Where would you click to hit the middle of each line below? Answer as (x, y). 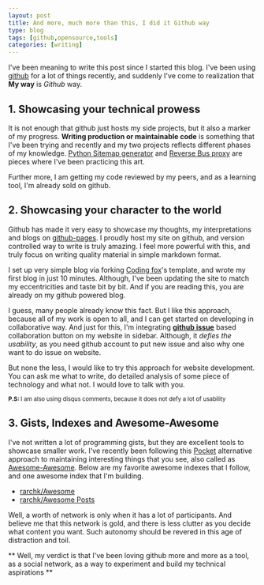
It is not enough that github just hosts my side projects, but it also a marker (129, 128)
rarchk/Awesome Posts (57, 500)
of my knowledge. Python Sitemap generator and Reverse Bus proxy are (125, 153)
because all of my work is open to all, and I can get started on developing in (131, 319)
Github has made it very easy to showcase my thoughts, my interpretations (130, 229)
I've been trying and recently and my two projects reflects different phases (130, 145)
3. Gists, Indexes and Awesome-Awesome (113, 423)
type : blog (26, 30)
